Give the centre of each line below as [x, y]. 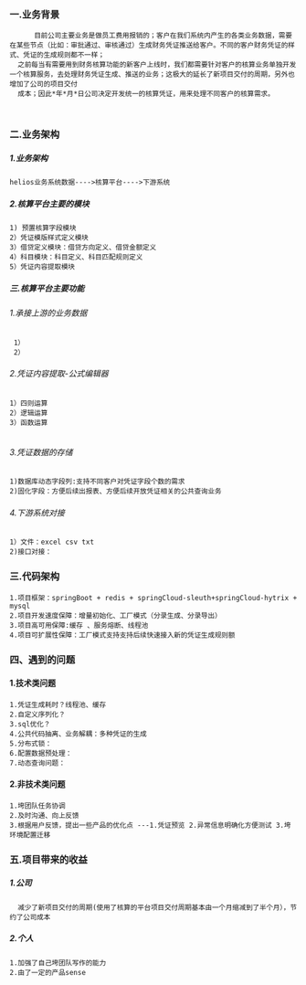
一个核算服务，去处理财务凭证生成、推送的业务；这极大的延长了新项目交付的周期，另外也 [152, 75]
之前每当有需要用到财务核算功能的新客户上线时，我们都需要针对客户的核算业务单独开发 [157, 65]
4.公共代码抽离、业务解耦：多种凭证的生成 [79, 734]
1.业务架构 [29, 158]
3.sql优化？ [30, 724]
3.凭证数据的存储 [41, 452]
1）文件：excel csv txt [52, 542]
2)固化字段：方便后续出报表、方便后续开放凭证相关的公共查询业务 [116, 492]
